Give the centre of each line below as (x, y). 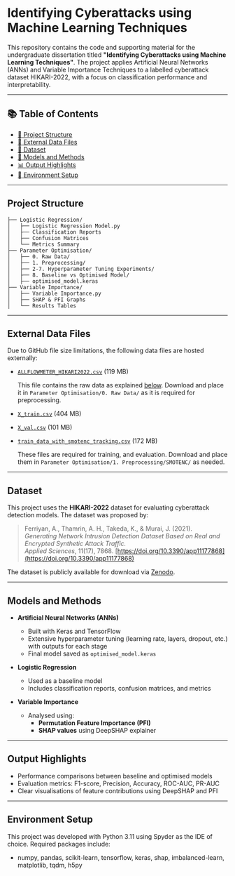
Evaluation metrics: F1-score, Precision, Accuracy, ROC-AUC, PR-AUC (119, 783)
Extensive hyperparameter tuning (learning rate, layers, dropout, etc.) (128, 639)
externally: (22, 358)
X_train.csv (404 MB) (49, 414)
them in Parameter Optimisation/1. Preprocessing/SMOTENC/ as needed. (121, 462)
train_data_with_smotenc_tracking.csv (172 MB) (87, 441)
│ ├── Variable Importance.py (54, 293)
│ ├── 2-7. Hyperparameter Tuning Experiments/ (81, 269)
